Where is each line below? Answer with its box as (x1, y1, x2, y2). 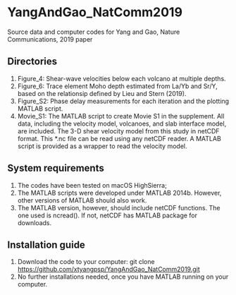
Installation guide (7, 239, 86, 251)
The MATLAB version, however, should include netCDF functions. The (17, 203, 221, 212)
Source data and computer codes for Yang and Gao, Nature (7, 28, 180, 36)
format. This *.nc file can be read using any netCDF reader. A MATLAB (17, 134, 222, 143)
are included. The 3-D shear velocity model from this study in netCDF (17, 126, 220, 135)
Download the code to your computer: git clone (17, 258, 155, 266)
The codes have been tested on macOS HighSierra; (17, 181, 167, 189)
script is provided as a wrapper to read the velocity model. (17, 142, 187, 150)
